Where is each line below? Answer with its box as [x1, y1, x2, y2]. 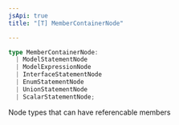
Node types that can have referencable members [8, 107, 171, 117]
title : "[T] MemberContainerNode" [8, 19, 124, 27]
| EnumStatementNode [15, 78, 84, 86]
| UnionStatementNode [15, 85, 88, 93]
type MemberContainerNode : [8, 48, 99, 56]
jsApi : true [8, 11, 48, 20]
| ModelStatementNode [15, 55, 88, 64]
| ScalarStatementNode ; [15, 93, 95, 101]
